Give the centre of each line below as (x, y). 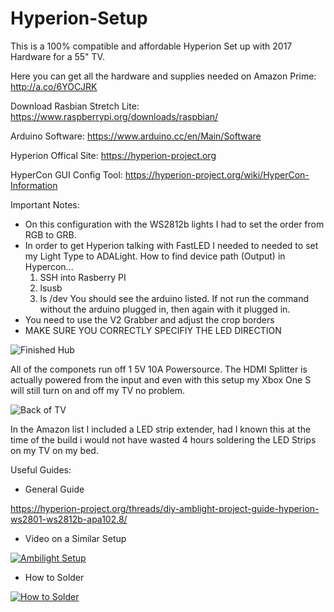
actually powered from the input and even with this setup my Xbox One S (161, 379)
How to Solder (54, 577)
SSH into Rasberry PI (83, 277)
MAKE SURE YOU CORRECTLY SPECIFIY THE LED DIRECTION (153, 330)
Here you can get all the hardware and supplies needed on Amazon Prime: (163, 76)
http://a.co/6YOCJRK (54, 86)
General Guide (54, 489)
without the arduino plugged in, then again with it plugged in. (165, 309)
